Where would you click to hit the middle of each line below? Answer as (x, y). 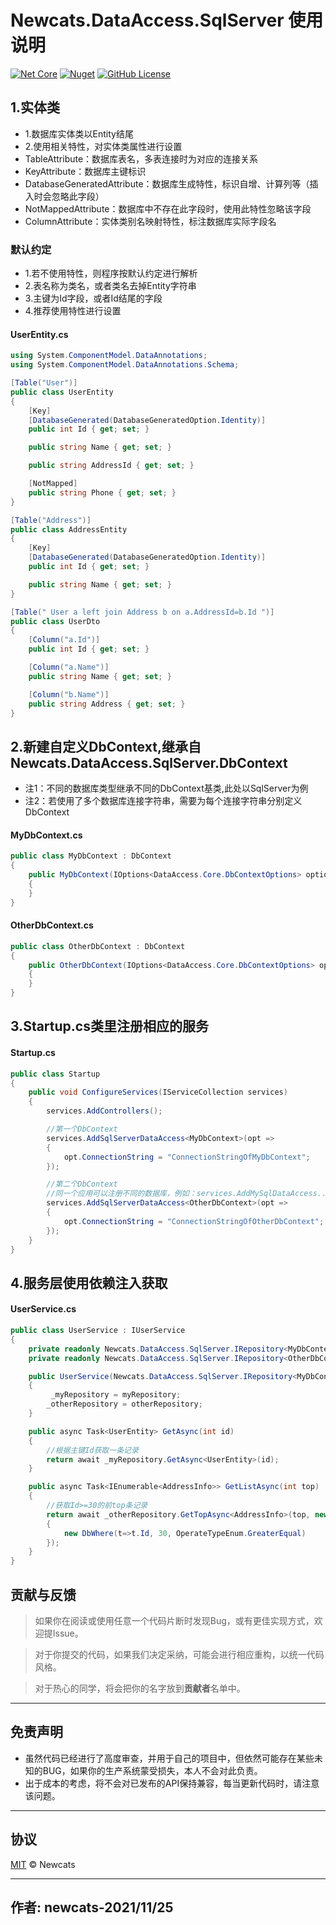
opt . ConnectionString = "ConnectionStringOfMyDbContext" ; (187, 1157)
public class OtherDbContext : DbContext (98, 946)
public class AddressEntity (69, 529)
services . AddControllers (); (104, 1111)
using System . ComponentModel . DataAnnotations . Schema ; (125, 365)
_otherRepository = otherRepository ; (124, 1404)
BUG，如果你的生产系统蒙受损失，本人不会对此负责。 (152, 1770)
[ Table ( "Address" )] (51, 520)
